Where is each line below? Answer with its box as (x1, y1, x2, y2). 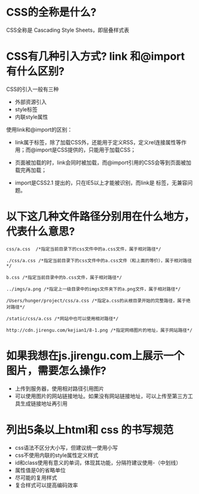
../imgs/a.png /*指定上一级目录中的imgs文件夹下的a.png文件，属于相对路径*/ (6, 286, 181, 292)
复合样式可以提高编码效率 (14, 481, 78, 489)
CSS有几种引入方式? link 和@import (6, 50, 185, 63)
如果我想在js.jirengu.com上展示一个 (6, 349, 185, 362)
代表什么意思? (6, 225, 75, 238)
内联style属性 (14, 113, 48, 120)
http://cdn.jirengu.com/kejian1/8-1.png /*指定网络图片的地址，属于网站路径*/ (6, 327, 193, 333)
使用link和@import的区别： (6, 126, 73, 133)
